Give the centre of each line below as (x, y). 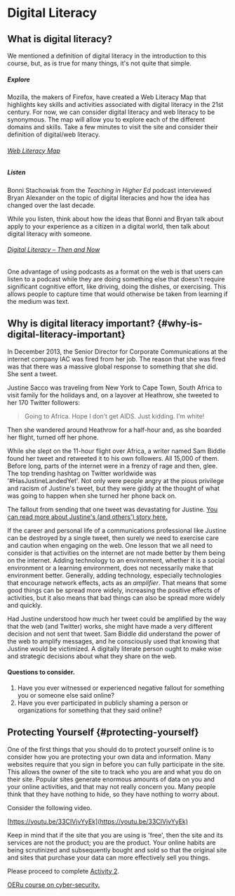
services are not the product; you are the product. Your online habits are (112, 843)
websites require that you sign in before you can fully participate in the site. (116, 764)
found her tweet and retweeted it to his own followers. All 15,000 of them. (113, 458)
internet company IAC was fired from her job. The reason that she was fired (116, 359)
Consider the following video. (50, 807)
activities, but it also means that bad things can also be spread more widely (116, 597)
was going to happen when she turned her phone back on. (92, 495)
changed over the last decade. (52, 205)
